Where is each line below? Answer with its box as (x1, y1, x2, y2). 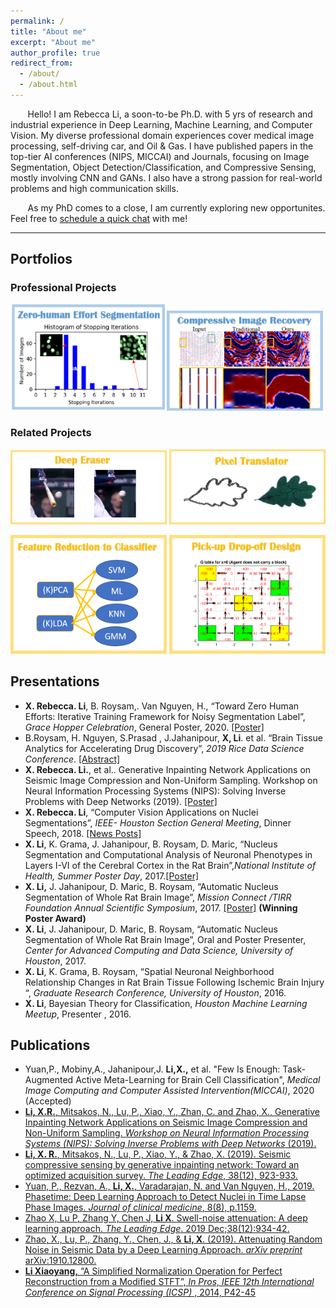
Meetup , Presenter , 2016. (24, 1008, 132, 1020)
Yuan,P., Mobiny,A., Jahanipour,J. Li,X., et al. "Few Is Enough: (24, 1063, 281, 1075)
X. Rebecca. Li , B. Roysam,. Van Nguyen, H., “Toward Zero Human (24, 700, 300, 712)
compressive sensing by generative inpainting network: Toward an (24, 1159, 300, 1171)
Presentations (10, 673, 100, 690)
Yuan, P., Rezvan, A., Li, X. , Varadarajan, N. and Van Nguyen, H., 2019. (24, 1180, 315, 1192)
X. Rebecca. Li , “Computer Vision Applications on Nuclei (24, 806, 259, 818)
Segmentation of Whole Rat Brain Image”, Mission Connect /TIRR (24, 891, 292, 903)
